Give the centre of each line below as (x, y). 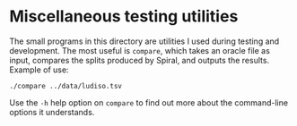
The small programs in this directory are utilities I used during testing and (144, 41)
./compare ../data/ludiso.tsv (66, 86)
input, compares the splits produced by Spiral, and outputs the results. (140, 60)
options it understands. (52, 112)
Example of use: (39, 70)
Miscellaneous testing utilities (124, 17)
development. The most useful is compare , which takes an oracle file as (140, 50)
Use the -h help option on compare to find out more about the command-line (149, 102)
